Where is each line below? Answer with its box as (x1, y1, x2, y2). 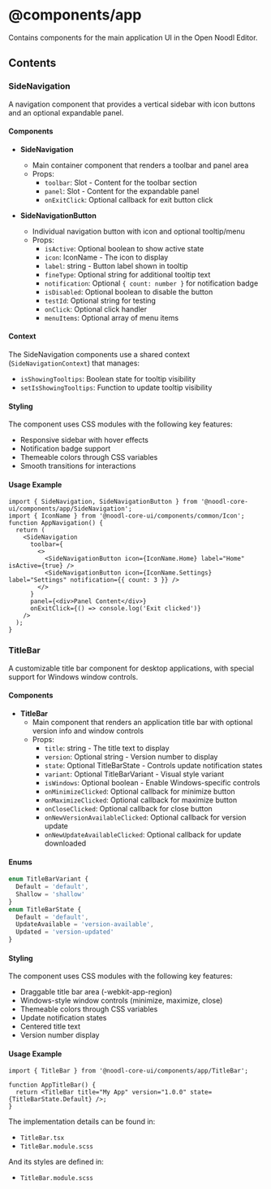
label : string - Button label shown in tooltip (44, 260, 188, 270)
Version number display (19, 1030, 100, 1040)
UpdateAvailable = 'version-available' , (15, 920, 154, 929)
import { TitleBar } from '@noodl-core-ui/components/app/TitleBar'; (8, 1067, 249, 1075)
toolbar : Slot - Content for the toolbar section (44, 177, 197, 187)
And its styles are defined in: (8, 1157, 104, 1167)
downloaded (44, 838, 87, 848)
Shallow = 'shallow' (15, 890, 85, 898)
